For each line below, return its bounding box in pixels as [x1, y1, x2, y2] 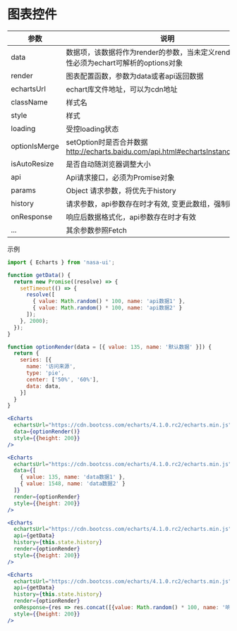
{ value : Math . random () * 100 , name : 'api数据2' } [32, 305, 183, 312]
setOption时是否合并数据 [66, 137, 148, 147]
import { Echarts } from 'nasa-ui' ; [7, 259, 115, 266]
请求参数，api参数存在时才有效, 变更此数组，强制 [66, 199, 229, 209]
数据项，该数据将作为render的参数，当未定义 [66, 47, 215, 57]
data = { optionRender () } [13, 428, 80, 436]
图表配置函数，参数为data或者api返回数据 [66, 71, 204, 81]
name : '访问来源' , [25, 363, 76, 370]
